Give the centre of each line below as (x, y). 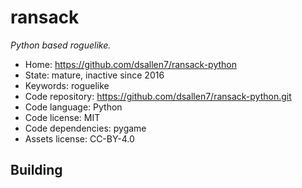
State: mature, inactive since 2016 (94, 75)
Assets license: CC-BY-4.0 (79, 138)
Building (36, 170)
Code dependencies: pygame (85, 128)
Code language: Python (73, 107)
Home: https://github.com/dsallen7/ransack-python (130, 64)
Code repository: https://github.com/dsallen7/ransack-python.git (158, 96)
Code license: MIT (62, 117)
